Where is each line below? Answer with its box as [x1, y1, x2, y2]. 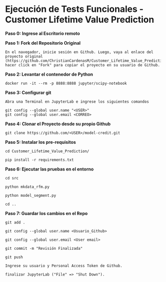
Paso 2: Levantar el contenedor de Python [5, 71, 93, 77]
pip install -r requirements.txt [5, 157, 74, 162]
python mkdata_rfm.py [5, 184, 50, 189]
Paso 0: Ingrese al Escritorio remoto [5, 30, 80, 36]
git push [5, 254, 23, 260]
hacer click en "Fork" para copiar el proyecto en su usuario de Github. [5, 62, 161, 67]
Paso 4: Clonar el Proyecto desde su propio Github [5, 120, 111, 127]
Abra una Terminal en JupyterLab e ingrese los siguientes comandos [5, 99, 149, 104]
